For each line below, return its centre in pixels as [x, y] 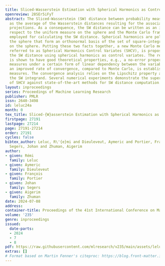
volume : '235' [20, 215]
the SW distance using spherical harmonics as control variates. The [82, 55]
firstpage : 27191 [23, 119]
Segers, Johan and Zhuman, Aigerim [46, 147]
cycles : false [20, 137]
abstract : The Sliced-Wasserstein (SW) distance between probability [78, 19]
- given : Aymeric [23, 165]
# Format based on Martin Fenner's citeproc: [52, 256]
